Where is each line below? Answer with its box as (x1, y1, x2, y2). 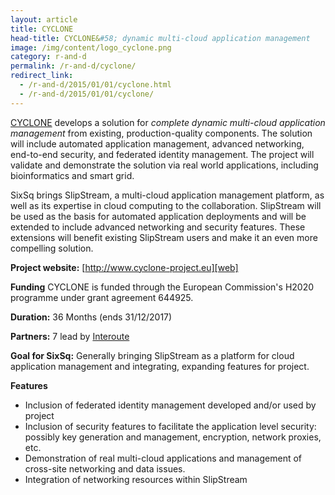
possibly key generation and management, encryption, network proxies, (24, 431, 322, 443)
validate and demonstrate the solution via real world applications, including (10, 159, 319, 171)
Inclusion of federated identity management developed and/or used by (24, 399, 317, 411)
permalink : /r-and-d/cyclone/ (10, 61, 137, 71)
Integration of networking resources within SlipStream (24, 473, 248, 485)
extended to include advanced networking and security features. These (10, 221, 306, 233)
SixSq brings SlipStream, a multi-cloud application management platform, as (10, 189, 325, 201)
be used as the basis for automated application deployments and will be (10, 210, 307, 222)
